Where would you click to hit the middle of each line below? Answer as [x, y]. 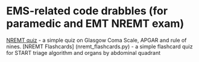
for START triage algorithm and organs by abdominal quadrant [84, 52]
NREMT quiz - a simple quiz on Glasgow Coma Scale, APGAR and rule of [96, 40]
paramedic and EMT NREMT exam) [95, 24]
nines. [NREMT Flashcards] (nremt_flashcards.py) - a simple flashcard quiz [99, 46]
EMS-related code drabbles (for [87, 11]
